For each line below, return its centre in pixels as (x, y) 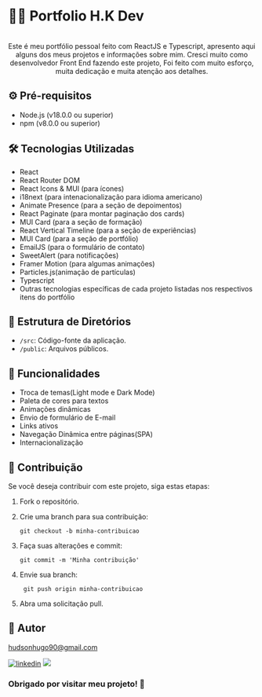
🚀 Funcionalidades (54, 374)
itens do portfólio (47, 297)
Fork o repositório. (49, 501)
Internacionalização (51, 442)
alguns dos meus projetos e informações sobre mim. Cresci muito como (132, 54)
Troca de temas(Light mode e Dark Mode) (87, 393)
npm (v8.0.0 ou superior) (60, 123)
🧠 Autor (27, 628)
